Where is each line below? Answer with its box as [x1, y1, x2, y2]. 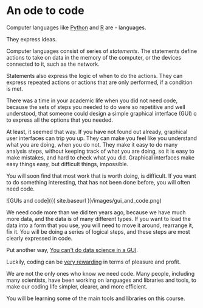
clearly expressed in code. [6, 234, 73, 242]
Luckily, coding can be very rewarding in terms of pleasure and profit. [6, 258, 181, 265]
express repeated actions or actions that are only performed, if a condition [6, 79, 193, 86]
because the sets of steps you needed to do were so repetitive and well [6, 103, 185, 110]
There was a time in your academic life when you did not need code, [6, 97, 178, 104]
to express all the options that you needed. [6, 116, 114, 124]
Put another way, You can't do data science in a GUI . [6, 246, 139, 253]
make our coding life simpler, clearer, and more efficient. [6, 282, 148, 290]
